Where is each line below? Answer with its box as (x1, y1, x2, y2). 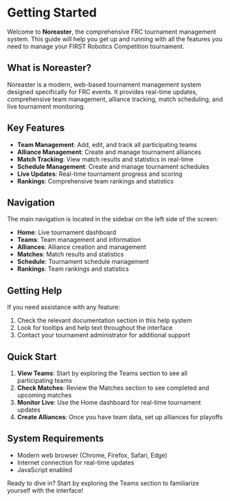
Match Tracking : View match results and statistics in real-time (16, 155, 194, 163)
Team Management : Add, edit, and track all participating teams (16, 140, 197, 148)
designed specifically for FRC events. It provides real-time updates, (7, 87, 198, 96)
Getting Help (7, 285, 62, 296)
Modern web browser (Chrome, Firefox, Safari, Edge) (16, 451, 168, 459)
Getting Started (7, 5, 97, 21)
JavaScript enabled (16, 465, 72, 474)
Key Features (7, 122, 65, 134)
